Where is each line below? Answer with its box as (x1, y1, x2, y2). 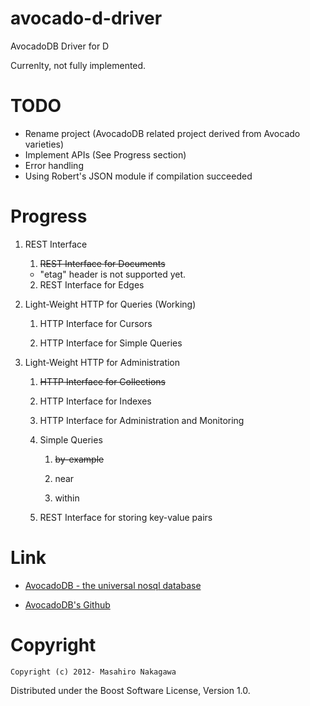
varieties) (24, 138, 65, 150)
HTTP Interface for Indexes (39, 395, 152, 407)
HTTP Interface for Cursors (39, 317, 153, 329)
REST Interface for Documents (39, 257, 166, 269)
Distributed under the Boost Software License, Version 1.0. (10, 684, 251, 696)
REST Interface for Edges (39, 278, 145, 291)
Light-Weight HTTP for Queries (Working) (24, 298, 197, 310)
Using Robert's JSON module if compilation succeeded (24, 170, 253, 182)
